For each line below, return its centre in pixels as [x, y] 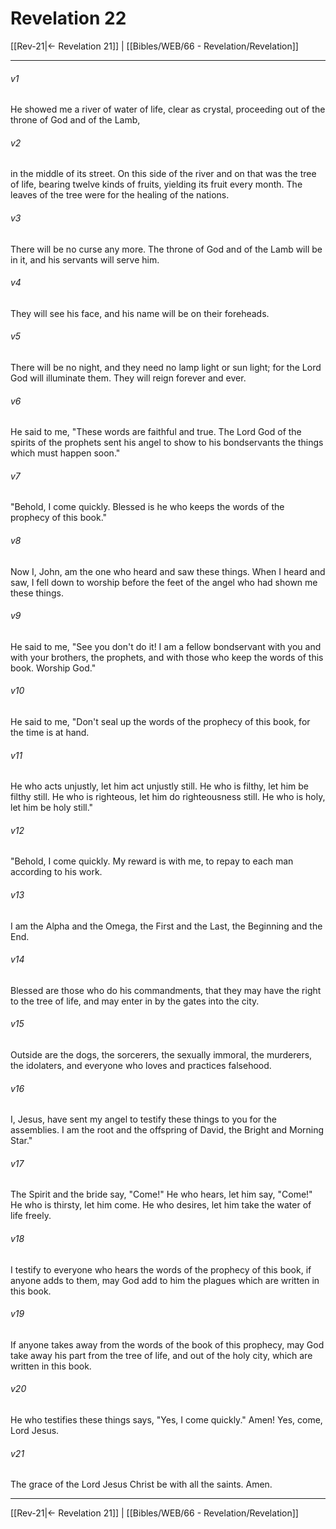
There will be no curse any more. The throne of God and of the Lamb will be [166, 249]
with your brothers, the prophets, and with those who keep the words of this [167, 657]
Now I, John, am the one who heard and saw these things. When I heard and [168, 571]
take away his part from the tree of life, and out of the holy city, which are [161, 1355]
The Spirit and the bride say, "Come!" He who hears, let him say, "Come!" [161, 1194]
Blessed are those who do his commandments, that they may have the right [166, 990]
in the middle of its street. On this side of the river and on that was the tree [163, 174]
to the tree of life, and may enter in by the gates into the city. [135, 1001]
